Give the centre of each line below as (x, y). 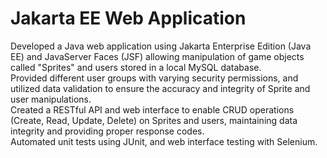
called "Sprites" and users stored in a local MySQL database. (136, 67)
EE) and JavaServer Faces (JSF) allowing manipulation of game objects (157, 56)
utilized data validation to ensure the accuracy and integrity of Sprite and (160, 88)
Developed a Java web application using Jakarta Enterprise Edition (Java (161, 46)
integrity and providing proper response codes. (107, 131)
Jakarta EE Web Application (128, 18)
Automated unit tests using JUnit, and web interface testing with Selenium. (164, 141)
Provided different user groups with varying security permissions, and (154, 78)
